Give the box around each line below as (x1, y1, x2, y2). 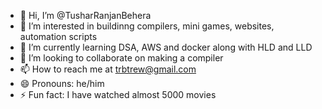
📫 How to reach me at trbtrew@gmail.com (19, 63, 197, 75)
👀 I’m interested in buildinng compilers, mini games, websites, (19, 20, 275, 32)
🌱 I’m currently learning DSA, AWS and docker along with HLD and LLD (19, 41, 313, 53)
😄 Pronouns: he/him (19, 78, 105, 89)
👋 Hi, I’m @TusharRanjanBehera (19, 10, 152, 21)
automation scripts (19, 31, 98, 42)
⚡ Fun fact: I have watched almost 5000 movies (19, 89, 217, 100)
